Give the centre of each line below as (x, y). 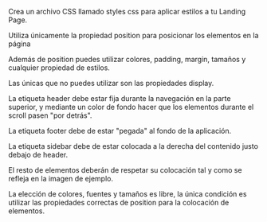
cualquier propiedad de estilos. (59, 68)
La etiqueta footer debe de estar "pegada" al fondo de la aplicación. (120, 131)
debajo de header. (38, 155)
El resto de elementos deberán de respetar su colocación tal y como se (125, 170)
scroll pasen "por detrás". (50, 115)
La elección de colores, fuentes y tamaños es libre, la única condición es (128, 194)
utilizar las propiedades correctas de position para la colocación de (119, 203)
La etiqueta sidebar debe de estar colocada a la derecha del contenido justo (133, 146)
